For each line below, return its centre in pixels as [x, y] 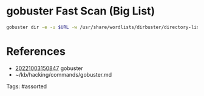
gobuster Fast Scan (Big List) [81, 11]
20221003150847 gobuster [49, 68]
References [36, 51]
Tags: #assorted [27, 86]
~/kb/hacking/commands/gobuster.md [63, 74]
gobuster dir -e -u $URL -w [42, 27]
